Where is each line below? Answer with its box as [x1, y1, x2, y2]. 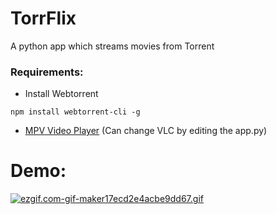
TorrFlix [10, 7, 77, 30]
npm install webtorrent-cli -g [10, 107, 141, 117]
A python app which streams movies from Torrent [10, 40, 215, 52]
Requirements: [10, 65, 84, 79]
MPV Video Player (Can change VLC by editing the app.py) [24, 125, 268, 137]
